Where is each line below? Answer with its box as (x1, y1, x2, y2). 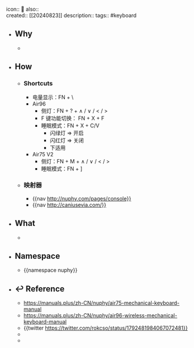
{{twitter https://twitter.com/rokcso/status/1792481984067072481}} (23, 324, 188, 331)
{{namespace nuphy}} (23, 267, 78, 274)
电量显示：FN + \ (32, 93, 74, 100)
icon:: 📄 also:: (6, 6, 40, 12)
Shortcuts (23, 80, 53, 88)
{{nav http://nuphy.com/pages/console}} (32, 195, 131, 202)
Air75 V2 (32, 150, 54, 157)
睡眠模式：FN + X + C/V (41, 122, 100, 129)
